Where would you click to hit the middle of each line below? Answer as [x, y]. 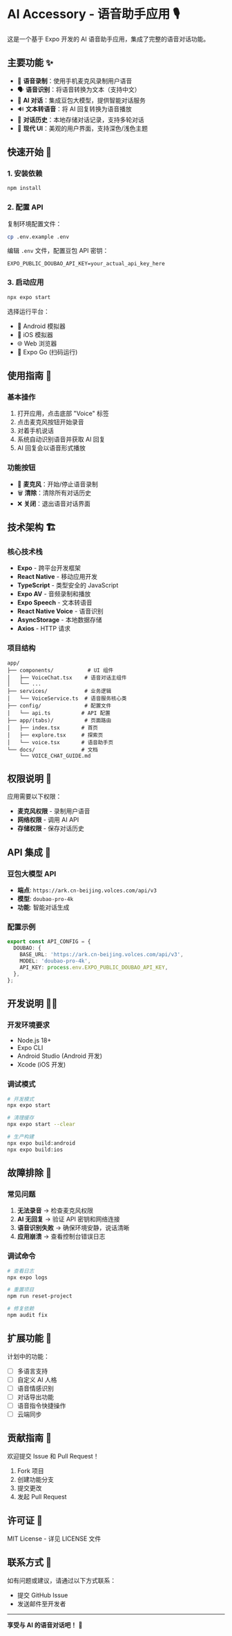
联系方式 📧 [29, 1562]
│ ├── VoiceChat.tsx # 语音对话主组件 [67, 678]
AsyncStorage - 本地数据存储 [59, 620]
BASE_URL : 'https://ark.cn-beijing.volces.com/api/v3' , [102, 955]
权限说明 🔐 [29, 779]
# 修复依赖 [21, 1309]
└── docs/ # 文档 [52, 750]
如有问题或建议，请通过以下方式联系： [61, 1580]
